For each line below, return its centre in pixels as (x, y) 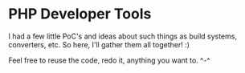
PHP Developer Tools (80, 14)
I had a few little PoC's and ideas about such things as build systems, (122, 36)
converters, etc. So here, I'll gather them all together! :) (99, 44)
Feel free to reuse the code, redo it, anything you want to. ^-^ (109, 60)
